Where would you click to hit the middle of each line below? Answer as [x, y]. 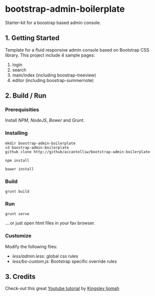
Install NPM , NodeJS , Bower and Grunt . [45, 120]
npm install [17, 161]
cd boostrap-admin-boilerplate [37, 148]
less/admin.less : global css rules [45, 256]
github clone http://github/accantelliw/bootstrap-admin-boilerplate [78, 152]
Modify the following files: [31, 246]
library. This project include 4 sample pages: [50, 55]
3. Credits [20, 277]
